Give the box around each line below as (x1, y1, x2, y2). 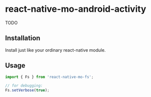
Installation (5, 34, 40, 42)
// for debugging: (5, 83, 43, 88)
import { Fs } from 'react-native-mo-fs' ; (5, 74, 94, 79)
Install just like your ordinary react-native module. (5, 47, 106, 53)
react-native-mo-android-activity (5, 3, 147, 15)
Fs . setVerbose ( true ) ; (5, 88, 50, 93)
